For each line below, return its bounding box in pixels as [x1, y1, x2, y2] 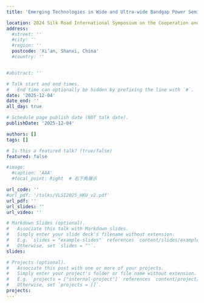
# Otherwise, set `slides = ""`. [6, 242, 97, 249]
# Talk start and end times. [6, 81, 80, 87]
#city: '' [12, 37, 36, 43]
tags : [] [6, 137, 29, 143]
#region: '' [12, 43, 42, 49]
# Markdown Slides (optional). [6, 220, 86, 226]
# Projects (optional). [6, 259, 67, 265]
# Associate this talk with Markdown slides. [6, 226, 129, 232]
